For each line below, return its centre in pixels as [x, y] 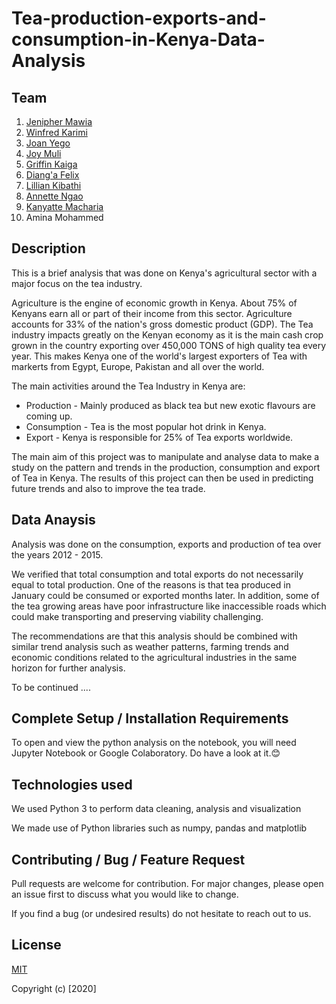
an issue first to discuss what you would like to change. [125, 894]
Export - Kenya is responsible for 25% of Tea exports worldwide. [159, 437]
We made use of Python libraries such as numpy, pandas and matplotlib [159, 828]
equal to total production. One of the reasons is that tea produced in [151, 584]
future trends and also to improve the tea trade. [108, 488]
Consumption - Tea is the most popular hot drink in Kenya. [146, 426]
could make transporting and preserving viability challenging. [137, 616]
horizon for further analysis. [68, 668]
